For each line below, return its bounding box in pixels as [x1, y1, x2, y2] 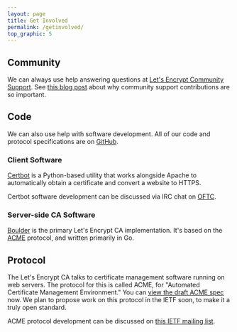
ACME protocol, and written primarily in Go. [7, 233, 135, 242]
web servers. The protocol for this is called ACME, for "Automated [7, 281, 200, 289]
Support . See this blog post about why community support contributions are [7, 83, 231, 92]
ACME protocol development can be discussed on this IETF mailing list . [7, 317, 216, 326]
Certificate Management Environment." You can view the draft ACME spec [7, 288, 224, 297]
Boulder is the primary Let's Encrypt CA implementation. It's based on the [7, 226, 223, 235]
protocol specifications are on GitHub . [7, 137, 118, 145]
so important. [7, 90, 47, 99]
